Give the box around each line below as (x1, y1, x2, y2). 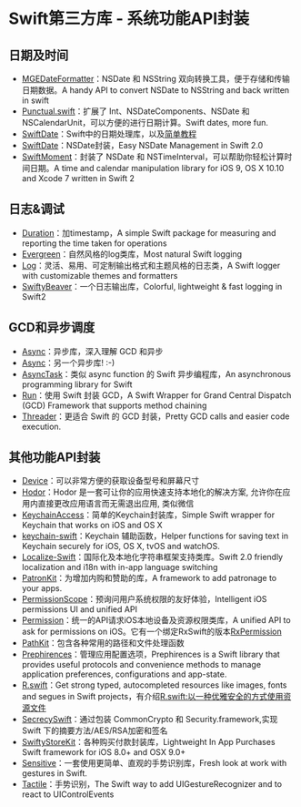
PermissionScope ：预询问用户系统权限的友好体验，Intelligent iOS (21, 594, 267, 605)
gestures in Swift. (21, 768, 88, 779)
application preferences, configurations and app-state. (21, 669, 227, 679)
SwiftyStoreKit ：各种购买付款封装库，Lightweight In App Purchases (21, 737, 276, 748)
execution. (21, 421, 62, 432)
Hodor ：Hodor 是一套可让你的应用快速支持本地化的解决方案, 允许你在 (21, 486, 283, 497)
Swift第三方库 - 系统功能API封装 (8, 8, 250, 29)
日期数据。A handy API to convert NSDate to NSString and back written (21, 85, 290, 96)
